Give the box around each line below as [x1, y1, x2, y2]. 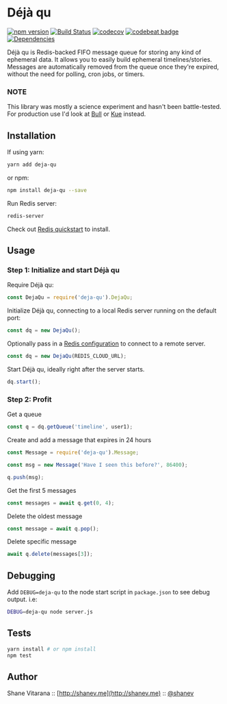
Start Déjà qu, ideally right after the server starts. [7, 365, 145, 373]
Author [7, 670, 38, 683]
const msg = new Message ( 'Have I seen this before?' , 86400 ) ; [7, 461, 188, 468]
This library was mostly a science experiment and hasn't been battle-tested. [7, 103, 222, 111]
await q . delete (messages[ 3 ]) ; [7, 550, 94, 558]
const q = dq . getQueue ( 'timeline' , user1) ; [7, 424, 133, 430]
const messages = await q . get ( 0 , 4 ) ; [7, 499, 115, 507]
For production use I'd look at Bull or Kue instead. [7, 110, 146, 118]
